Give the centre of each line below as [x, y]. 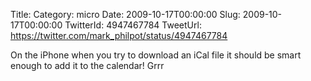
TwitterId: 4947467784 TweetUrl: [133, 25]
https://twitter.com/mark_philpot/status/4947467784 [119, 35]
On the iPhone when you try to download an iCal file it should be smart [156, 55]
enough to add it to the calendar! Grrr [87, 65]
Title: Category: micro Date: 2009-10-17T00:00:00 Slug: [125, 14]
